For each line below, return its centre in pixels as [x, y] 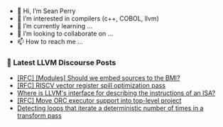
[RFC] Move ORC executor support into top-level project [99, 101]
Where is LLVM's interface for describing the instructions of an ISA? [116, 93]
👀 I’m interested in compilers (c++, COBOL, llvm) [88, 18]
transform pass [39, 116]
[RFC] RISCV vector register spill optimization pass [91, 86]
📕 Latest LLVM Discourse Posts [61, 62]
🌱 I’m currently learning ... [55, 26]
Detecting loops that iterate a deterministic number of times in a [110, 108]
